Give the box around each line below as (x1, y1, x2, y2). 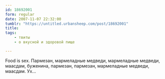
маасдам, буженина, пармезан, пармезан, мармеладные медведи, (5, 63, 149, 69)
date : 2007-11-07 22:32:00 (5, 16, 61, 21)
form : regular (5, 12, 35, 17)
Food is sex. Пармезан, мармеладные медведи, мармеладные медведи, (5, 58, 160, 64)
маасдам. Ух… (5, 68, 36, 74)
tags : (5, 30, 16, 35)
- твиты (14, 35, 30, 40)
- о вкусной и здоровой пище (14, 40, 75, 45)
